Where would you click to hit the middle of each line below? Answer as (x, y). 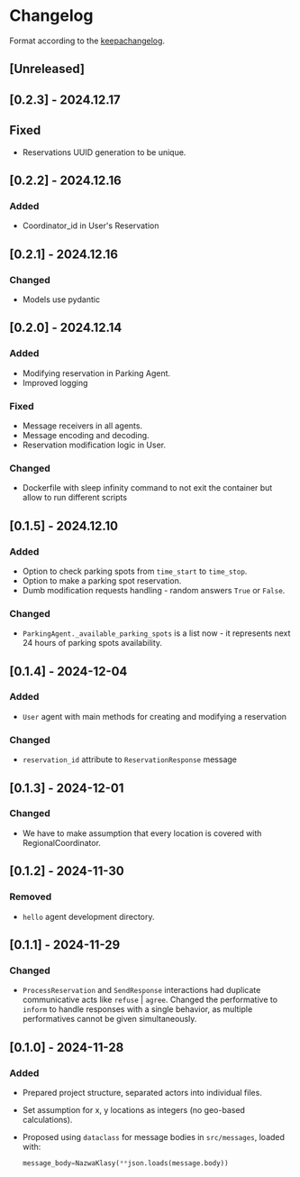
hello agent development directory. (88, 916)
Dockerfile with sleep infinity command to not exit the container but (147, 488)
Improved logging (55, 382)
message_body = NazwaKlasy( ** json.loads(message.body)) (125, 1163)
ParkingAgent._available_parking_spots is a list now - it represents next (156, 633)
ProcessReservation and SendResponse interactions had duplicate (141, 990)
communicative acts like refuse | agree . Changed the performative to (150, 1000)
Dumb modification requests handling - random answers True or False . (154, 590)
